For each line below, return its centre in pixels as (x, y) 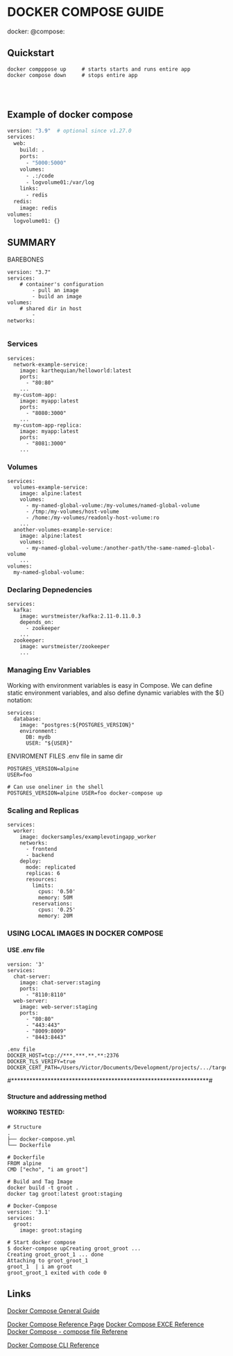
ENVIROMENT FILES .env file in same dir (65, 756)
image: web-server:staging (59, 1007)
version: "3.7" (29, 272)
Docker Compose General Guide (53, 1311)
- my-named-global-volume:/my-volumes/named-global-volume (112, 506)
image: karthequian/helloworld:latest (76, 371)
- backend (40, 855)
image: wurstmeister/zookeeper (65, 647)
